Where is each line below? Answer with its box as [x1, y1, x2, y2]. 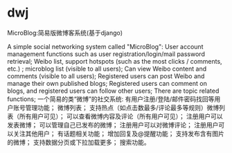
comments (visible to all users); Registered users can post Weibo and [7, 71, 205, 80]
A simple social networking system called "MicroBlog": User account [7, 42, 204, 51]
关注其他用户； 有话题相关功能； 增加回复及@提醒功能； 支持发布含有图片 [12, 129, 225, 138]
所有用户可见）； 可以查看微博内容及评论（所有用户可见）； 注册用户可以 [19, 112, 223, 120]
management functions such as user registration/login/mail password [7, 50, 206, 58]
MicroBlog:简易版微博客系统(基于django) [7, 28, 123, 37]
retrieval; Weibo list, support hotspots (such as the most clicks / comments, [7, 57, 223, 65]
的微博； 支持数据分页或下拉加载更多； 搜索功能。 [7, 138, 150, 146]
